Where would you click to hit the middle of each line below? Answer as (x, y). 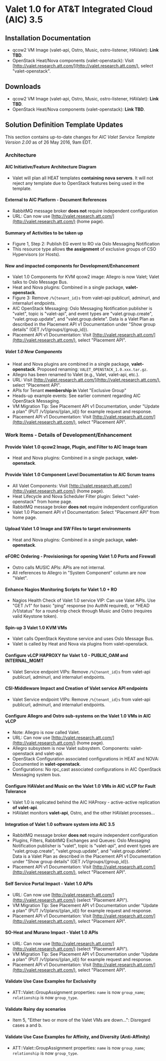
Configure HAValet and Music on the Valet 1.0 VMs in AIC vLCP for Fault (81, 786)
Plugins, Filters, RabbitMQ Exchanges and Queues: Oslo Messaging (81, 840)
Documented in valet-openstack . (46, 764)
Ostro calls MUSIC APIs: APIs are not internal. (59, 568)
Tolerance (16, 791)
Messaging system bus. (36, 775)
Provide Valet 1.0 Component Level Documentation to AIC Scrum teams (80, 475)
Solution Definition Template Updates (64, 125)
